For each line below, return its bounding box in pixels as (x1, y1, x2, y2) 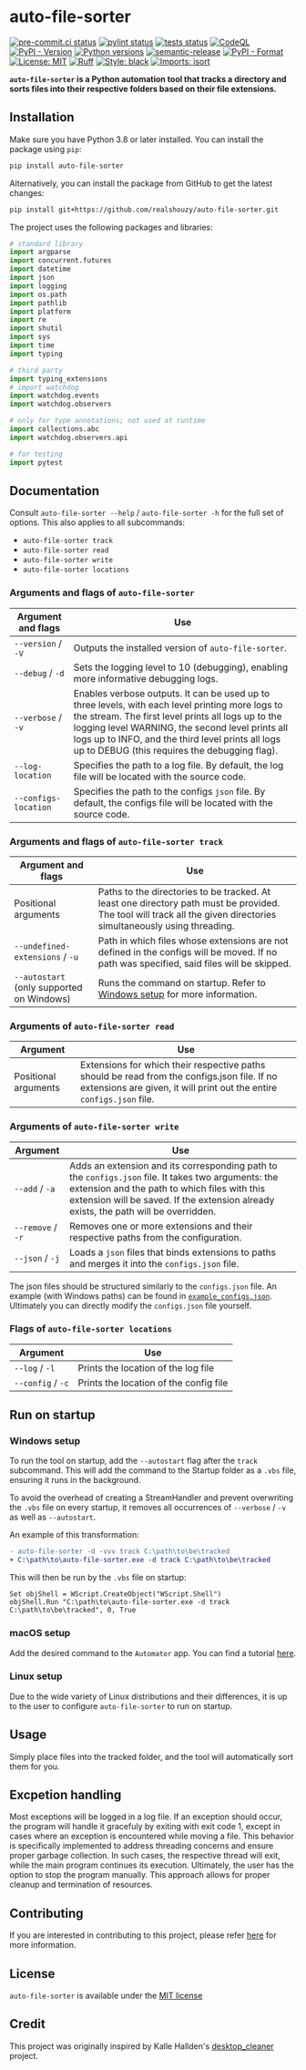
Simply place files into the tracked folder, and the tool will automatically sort (9, 1751, 293, 1762)
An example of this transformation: (9, 1529, 139, 1540)
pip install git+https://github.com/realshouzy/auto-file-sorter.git (9, 205, 280, 214)
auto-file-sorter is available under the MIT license (9, 1990, 203, 2002)
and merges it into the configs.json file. (69, 1257, 240, 1270)
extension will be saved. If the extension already (69, 1193, 275, 1206)
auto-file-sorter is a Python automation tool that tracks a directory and (9, 73, 287, 84)
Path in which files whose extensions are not (97, 934, 289, 947)
